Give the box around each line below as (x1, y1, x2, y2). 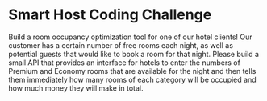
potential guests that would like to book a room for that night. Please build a (8, 49, 260, 59)
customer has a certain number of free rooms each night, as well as (8, 40, 234, 50)
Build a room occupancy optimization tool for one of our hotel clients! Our (8, 32, 252, 42)
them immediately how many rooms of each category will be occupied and (8, 75, 257, 84)
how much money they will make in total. (8, 83, 144, 93)
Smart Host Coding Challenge (8, 6, 212, 24)
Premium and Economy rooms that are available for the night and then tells (8, 66, 257, 75)
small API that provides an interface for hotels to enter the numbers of (8, 58, 240, 67)
